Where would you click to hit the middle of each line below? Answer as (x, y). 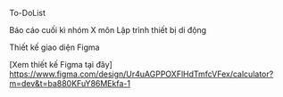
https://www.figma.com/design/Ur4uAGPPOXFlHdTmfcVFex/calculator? (141, 74)
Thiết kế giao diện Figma (54, 47)
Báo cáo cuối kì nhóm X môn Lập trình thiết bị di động (108, 30)
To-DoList (28, 13)
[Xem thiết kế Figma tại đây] (61, 65)
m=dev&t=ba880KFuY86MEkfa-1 (70, 83)
